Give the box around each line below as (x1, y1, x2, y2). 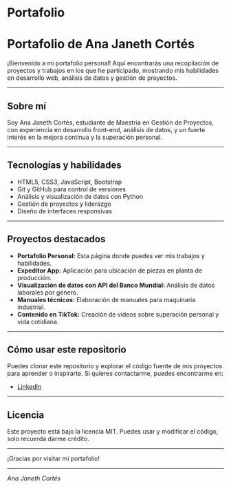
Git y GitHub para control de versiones (16, 184, 126, 193)
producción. (16, 273, 52, 282)
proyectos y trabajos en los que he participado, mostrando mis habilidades (7, 67, 219, 75)
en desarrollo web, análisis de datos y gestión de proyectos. (7, 74, 177, 82)
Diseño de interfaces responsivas (16, 206, 112, 215)
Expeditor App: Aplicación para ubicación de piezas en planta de (16, 266, 203, 275)
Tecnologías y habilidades (7, 160, 122, 171)
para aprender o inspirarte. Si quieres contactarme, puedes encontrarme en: (7, 370, 224, 378)
